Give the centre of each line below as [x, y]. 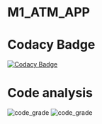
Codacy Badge [51, 45]
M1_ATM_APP [49, 12]
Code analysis [50, 93]
